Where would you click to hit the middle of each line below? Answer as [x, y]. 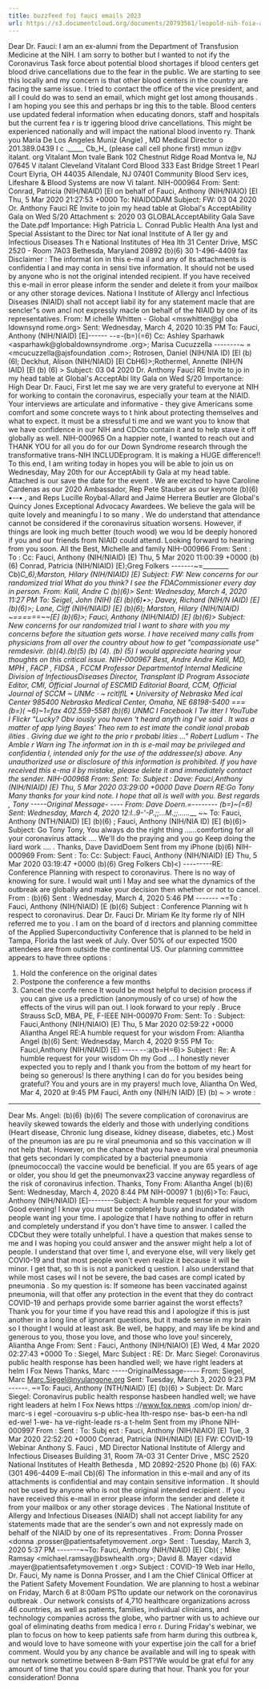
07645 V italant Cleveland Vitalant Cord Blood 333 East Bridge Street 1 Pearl [134, 165]
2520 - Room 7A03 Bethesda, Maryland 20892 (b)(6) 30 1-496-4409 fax [128, 250]
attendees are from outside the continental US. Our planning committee [126, 949]
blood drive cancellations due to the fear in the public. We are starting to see [134, 71]
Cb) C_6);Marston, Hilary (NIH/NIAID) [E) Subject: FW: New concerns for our [133, 574]
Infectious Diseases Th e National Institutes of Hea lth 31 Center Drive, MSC [133, 242]
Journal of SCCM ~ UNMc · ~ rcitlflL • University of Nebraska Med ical [125, 693]
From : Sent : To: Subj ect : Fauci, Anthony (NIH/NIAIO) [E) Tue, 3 [143, 1430]
